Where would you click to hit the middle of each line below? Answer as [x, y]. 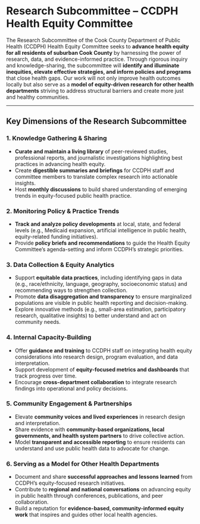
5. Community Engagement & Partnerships [69, 404]
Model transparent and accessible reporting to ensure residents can [100, 442]
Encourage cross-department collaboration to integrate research [96, 382]
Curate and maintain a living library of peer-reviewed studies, [91, 151]
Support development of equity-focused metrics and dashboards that [102, 369]
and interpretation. [37, 423]
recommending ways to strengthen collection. [71, 291]
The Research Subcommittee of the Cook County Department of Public [93, 40]
